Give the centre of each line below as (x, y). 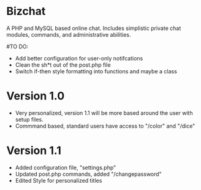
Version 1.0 (36, 96)
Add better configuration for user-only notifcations (79, 58)
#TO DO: (17, 46)
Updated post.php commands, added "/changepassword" (89, 174)
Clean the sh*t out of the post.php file (63, 65)
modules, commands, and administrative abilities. (69, 34)
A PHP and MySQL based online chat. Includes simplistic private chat (94, 28)
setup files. (29, 119)
